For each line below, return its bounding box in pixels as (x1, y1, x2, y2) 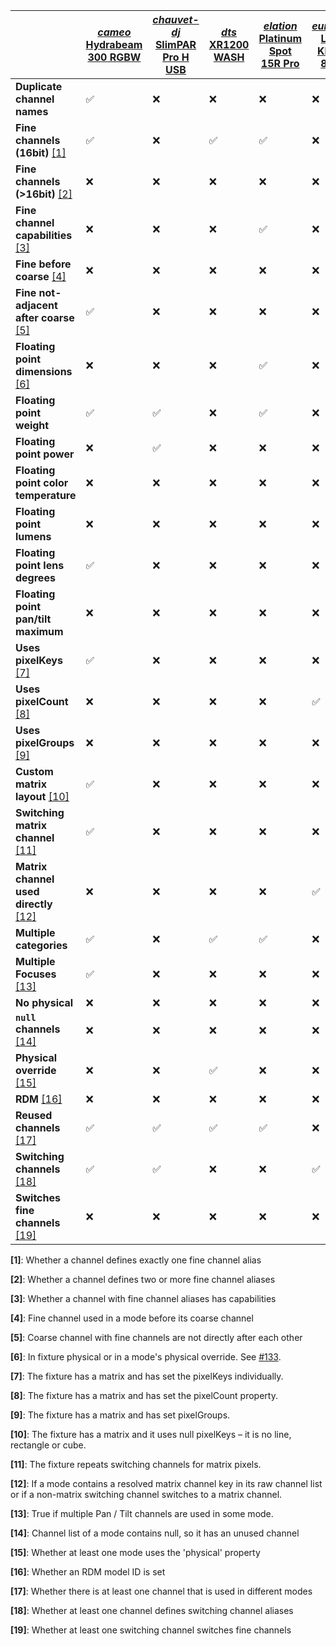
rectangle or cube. (10, 1439, 87, 1451)
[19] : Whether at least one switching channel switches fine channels (10, 1624, 292, 1636)
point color (15, 476, 69, 489)
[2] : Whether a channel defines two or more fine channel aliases (10, 1274, 276, 1285)
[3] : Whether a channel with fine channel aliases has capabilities (10, 1293, 277, 1304)
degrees (15, 571, 56, 584)
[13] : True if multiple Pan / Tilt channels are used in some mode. (10, 1508, 274, 1519)
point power (15, 447, 75, 461)
